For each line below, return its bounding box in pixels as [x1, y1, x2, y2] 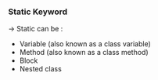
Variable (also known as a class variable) [19, 39, 151, 49]
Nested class [19, 64, 63, 74]
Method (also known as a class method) [19, 48, 149, 57]
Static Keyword [8, 6, 68, 17]
